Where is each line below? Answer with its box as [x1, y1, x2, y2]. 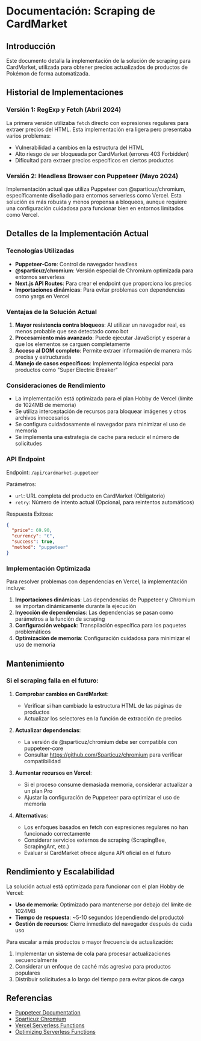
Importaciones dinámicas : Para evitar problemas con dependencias [14, 286, 185, 293]
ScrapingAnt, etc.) [23, 842, 69, 850]
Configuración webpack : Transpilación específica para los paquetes [14, 622, 187, 629]
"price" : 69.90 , [11, 527, 52, 534]
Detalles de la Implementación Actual [6, 228, 149, 239]
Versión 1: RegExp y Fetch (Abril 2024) [6, 106, 122, 114]
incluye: [6, 585, 26, 592]
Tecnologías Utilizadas [6, 246, 75, 255]
